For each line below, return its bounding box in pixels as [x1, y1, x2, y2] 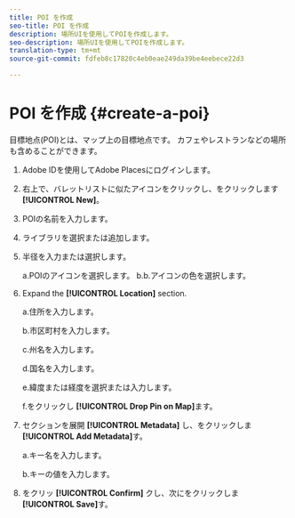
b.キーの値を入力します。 [21, 468, 116, 479]
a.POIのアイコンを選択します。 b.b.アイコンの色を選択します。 [21, 270, 251, 280]
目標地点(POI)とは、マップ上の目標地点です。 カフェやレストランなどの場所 [9, 134, 287, 145]
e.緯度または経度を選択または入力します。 [21, 382, 177, 393]
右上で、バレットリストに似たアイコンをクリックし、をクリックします [21, 183, 279, 194]
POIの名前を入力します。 [21, 213, 113, 223]
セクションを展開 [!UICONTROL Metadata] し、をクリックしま [21, 419, 252, 430]
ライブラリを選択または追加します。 [21, 232, 155, 243]
